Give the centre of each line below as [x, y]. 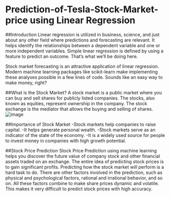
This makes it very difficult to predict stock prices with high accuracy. [79, 189]
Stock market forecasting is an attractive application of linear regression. [82, 66]
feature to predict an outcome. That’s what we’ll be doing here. [72, 56]
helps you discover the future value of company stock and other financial [83, 156]
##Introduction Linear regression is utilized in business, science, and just [82, 34]
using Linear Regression [83, 20]
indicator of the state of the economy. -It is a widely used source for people [85, 135]
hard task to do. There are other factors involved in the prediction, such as [84, 172]
